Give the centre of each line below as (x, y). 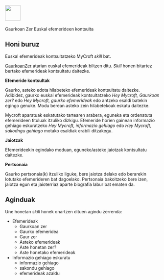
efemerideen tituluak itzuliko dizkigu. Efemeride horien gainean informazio (80, 120)
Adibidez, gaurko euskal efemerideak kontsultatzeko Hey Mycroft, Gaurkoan (82, 95)
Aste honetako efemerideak (47, 252)
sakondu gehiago (37, 268)
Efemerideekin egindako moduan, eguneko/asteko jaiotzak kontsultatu (76, 150)
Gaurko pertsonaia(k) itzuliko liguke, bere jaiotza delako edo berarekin (76, 174)
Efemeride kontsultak (27, 80)
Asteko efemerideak (40, 242)
